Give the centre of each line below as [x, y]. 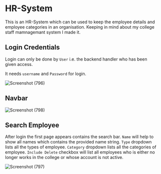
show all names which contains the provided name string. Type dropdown [79, 142]
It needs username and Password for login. [46, 74]
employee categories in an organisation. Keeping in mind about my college [80, 27]
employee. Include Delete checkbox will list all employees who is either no [80, 152]
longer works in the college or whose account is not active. [64, 158]
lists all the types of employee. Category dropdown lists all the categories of [81, 147]
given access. [19, 64]
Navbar [17, 98]
